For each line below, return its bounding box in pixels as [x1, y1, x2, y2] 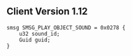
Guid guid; [19, 36, 51, 43]
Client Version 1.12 [6, 6, 88, 17]
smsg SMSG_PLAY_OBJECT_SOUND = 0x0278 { [6, 24, 126, 31]
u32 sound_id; [19, 30, 60, 37]
